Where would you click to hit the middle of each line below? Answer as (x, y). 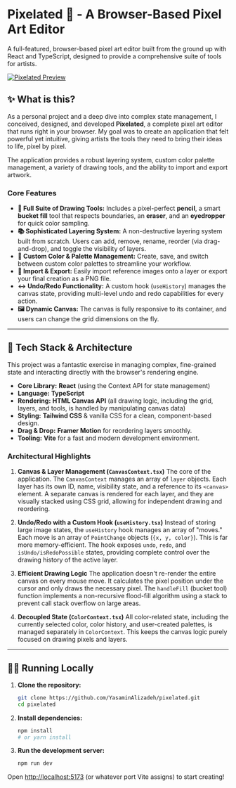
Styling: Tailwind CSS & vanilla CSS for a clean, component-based (114, 415)
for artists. (22, 63)
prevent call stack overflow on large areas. (79, 603)
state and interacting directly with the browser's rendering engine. (103, 372)
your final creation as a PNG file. (64, 279)
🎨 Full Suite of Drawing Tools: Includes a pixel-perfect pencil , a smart (119, 208)
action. (27, 301)
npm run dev (35, 763)
